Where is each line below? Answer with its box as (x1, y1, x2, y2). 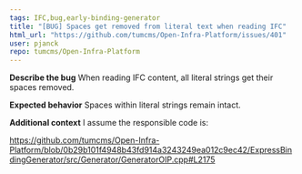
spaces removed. (9, 82, 75, 93)
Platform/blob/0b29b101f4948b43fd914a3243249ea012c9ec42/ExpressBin (9, 145, 293, 156)
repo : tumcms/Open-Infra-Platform (9, 47, 141, 56)
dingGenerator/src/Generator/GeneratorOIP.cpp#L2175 (9, 154, 216, 165)
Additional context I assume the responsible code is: (9, 118, 209, 128)
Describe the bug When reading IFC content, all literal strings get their (9, 72, 274, 83)
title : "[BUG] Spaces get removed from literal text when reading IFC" (9, 22, 287, 31)
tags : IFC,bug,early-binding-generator (9, 13, 161, 23)
